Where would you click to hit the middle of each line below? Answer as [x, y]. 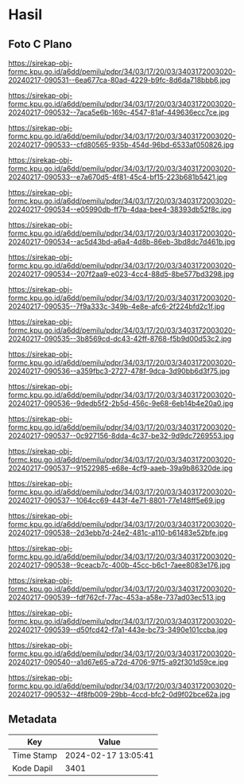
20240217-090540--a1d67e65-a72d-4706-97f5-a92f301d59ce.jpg [118, 662]
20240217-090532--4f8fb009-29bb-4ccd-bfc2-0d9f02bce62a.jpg [119, 694]
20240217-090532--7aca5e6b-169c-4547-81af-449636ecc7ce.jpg [119, 112]
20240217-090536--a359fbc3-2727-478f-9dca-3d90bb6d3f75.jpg [119, 371]
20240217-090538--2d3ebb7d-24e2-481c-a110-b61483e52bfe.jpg [118, 532]
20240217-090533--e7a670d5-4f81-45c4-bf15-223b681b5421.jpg [118, 177]
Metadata [33, 719]
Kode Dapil [33, 768]
